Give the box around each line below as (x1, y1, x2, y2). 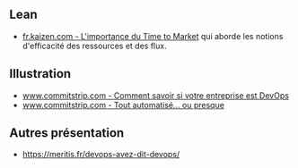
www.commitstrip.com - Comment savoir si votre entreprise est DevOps (22, 89, 290, 101)
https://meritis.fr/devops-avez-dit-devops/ (22, 149, 180, 160)
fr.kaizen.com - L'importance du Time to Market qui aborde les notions (22, 30, 284, 41)
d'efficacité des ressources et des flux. (22, 40, 168, 51)
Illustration (9, 66, 72, 81)
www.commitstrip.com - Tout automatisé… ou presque (22, 99, 224, 110)
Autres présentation (9, 125, 125, 141)
